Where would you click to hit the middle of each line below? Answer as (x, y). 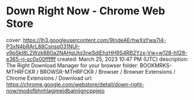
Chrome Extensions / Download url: (50, 78)
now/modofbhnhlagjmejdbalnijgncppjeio (55, 90)
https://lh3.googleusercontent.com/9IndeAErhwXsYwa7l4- (94, 40)
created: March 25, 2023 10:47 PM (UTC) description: (123, 59)
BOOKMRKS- (156, 65)
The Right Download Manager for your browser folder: (72, 65)
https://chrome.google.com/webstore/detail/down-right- (75, 84)
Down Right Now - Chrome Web (86, 11)
